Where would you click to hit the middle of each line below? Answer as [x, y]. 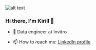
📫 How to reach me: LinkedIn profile [52, 42]
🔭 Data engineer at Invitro [40, 32]
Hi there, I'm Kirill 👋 [30, 21]
